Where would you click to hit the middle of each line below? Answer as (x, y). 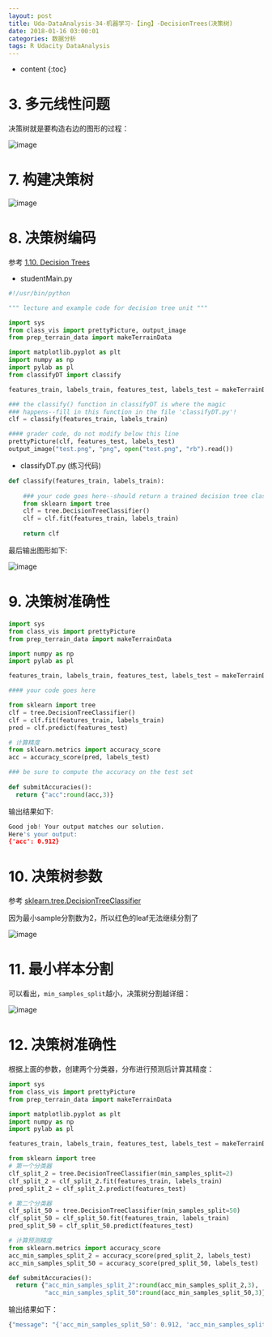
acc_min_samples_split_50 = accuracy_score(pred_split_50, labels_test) (134, 1263)
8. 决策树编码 (52, 238)
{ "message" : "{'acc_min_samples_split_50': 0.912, (96, 1325)
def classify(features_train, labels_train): (86, 481)
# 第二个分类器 (30, 1203)
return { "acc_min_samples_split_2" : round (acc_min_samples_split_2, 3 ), (137, 1285)
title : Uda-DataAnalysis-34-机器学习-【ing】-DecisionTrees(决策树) (121, 24)
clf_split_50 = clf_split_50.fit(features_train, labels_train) (119, 1219)
